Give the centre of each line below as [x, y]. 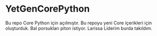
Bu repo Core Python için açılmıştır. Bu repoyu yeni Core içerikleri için [79, 23]
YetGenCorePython [47, 9]
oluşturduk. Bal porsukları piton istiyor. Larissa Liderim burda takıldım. [79, 28]
